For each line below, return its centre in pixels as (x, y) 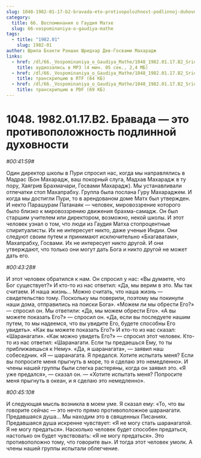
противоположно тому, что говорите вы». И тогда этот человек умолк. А (99, 442)
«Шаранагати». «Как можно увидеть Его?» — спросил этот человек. (94, 336)
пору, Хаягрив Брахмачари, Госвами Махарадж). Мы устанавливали (94, 186)
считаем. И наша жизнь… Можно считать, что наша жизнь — (85, 292)
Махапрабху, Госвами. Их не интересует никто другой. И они (85, 242)
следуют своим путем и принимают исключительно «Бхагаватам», (92, 236)
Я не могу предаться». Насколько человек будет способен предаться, (97, 429)
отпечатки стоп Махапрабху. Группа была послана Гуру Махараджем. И (99, 192)
